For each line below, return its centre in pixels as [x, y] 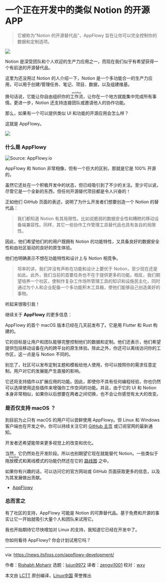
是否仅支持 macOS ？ [30, 408]
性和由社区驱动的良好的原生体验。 [40, 248]
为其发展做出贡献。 [25, 477]
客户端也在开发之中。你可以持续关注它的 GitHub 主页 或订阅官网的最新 [77, 426]
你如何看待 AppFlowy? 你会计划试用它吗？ [48, 540]
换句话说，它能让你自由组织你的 [38, 96]
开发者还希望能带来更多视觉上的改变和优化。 [51, 443]
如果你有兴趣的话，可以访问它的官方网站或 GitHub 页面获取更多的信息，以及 [83, 471]
